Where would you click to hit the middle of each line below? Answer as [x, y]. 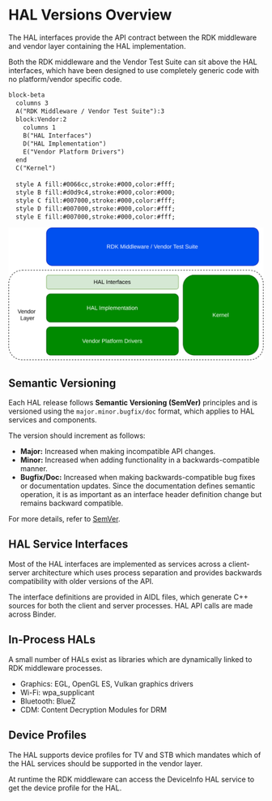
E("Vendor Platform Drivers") [74, 152]
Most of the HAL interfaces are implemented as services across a [117, 564]
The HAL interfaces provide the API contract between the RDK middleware [133, 37]
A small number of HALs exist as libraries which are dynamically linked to [130, 659]
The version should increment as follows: [77, 435]
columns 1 [40, 128]
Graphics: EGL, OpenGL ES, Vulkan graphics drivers [107, 683]
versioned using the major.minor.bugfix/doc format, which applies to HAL [132, 411]
